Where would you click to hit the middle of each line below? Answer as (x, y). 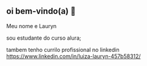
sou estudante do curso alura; (44, 38)
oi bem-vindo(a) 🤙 (41, 11)
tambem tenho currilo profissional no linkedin (63, 50)
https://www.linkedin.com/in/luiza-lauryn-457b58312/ (73, 56)
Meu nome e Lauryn (31, 26)
